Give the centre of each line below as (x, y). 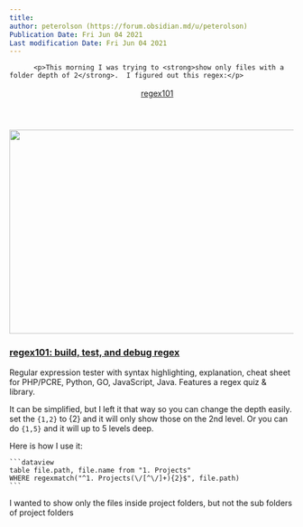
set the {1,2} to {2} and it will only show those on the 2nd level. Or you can (149, 419)
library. (23, 391)
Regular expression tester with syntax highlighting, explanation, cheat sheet (150, 372)
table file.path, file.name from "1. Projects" (101, 470)
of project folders (41, 513)
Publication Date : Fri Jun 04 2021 (76, 34)
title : (22, 18)
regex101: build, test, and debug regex (95, 353)
